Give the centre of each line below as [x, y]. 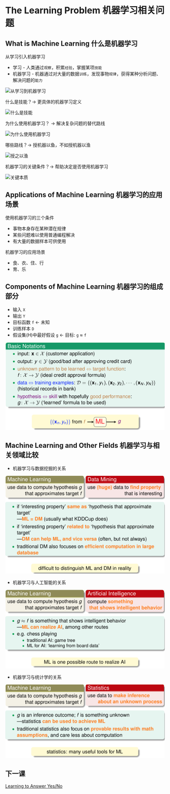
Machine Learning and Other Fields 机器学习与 [79, 446]
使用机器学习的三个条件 [30, 218]
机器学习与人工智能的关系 [39, 582]
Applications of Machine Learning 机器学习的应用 [84, 195]
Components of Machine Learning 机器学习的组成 [84, 287]
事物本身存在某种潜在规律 [39, 228]
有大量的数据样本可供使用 [39, 241]
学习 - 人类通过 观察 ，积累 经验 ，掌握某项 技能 [57, 67]
